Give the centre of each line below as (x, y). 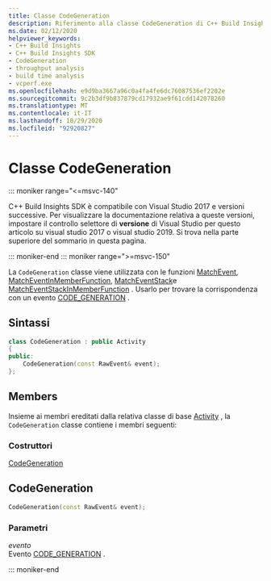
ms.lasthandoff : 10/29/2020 (56, 121)
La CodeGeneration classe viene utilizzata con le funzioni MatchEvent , (123, 272)
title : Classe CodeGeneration (59, 16)
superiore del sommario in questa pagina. (77, 240)
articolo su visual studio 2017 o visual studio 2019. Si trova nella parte (124, 232)
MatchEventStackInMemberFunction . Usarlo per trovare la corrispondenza (133, 289)
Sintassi (29, 323)
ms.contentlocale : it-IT (50, 114)
